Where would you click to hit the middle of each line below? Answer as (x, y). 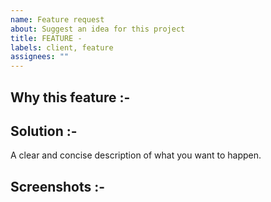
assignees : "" (40, 57)
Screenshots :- (58, 186)
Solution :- (44, 131)
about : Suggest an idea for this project (98, 29)
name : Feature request (57, 19)
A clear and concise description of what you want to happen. (136, 155)
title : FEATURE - (46, 38)
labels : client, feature (62, 47)
